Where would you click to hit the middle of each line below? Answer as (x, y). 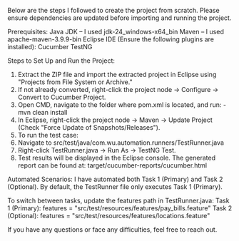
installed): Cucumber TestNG (50, 47)
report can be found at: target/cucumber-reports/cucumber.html (112, 165)
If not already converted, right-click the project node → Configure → (118, 89)
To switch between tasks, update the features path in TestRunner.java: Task (118, 200)
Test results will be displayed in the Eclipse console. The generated (117, 158)
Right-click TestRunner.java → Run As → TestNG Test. (97, 150)
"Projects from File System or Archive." (75, 82)
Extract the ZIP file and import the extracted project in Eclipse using (117, 75)
